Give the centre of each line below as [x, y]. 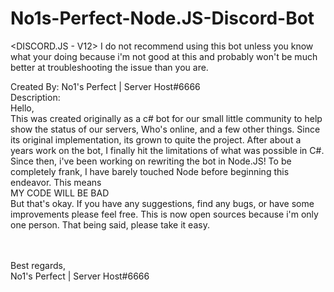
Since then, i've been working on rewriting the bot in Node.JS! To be [151, 161]
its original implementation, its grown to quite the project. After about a [156, 139]
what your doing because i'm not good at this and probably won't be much [164, 56]
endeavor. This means [56, 182]
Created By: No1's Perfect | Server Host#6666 [105, 86]
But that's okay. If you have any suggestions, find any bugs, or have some [162, 203]
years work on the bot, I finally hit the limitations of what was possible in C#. [167, 150]
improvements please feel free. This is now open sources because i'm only [164, 214]
